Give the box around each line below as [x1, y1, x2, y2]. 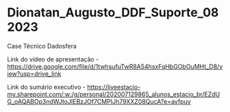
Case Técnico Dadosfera [7, 42, 77, 50]
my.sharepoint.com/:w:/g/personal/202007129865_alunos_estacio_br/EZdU [7, 90, 220, 98]
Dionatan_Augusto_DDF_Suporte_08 [7, 5, 219, 20]
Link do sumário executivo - [7, 83, 86, 91]
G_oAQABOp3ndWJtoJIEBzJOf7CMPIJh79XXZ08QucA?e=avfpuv [7, 97, 192, 105]
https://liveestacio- [86, 83, 141, 91]
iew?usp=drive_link [7, 70, 62, 78]
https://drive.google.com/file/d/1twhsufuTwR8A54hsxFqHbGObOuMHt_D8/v [7, 62, 223, 70]
